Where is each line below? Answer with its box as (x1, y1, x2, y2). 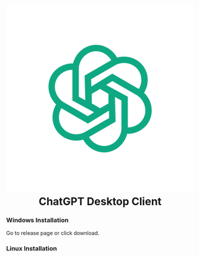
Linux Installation (6, 244, 57, 253)
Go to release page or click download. (6, 230, 99, 237)
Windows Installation (6, 216, 69, 224)
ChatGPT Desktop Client (38, 195, 162, 209)
